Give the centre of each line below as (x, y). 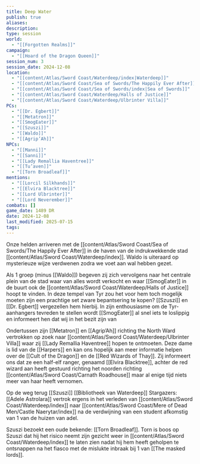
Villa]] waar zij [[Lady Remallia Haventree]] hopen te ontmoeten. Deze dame (99, 343)
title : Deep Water (29, 12)
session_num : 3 (25, 61)
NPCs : (13, 144)
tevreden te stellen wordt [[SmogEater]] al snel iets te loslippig (113, 312)
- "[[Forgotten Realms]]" (44, 45)
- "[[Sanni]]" (29, 155)
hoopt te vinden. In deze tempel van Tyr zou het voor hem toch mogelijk (94, 294)
